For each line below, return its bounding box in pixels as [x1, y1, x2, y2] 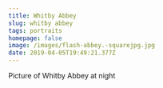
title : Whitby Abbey [8, 11, 78, 20]
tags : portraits [8, 26, 62, 34]
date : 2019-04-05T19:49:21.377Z [8, 49, 116, 57]
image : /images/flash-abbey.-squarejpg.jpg [8, 42, 156, 50]
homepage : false [8, 34, 62, 42]
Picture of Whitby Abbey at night [8, 71, 116, 80]
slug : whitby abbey [8, 19, 74, 27]
